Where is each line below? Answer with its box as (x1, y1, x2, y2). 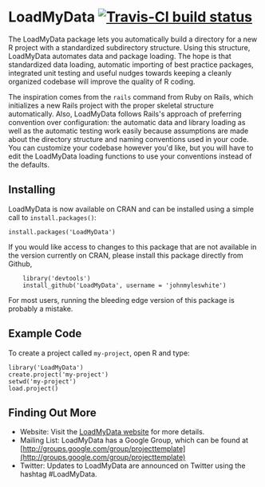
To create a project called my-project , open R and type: (8, 348, 190, 358)
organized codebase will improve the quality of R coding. (8, 77, 196, 86)
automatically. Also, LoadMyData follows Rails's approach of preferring (8, 108, 242, 119)
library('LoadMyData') (8, 363, 84, 371)
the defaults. (8, 159, 50, 169)
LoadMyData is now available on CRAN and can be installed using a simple (8, 204, 254, 214)
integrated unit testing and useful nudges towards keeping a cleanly (8, 68, 232, 77)
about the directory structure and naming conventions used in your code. (8, 134, 249, 143)
